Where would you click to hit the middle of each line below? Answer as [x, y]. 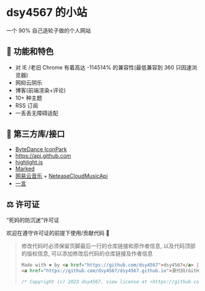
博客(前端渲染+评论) [40, 90]
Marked [25, 169]
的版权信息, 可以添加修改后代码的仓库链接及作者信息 [87, 254]
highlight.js [29, 162]
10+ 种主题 [29, 97]
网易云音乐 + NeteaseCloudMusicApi [61, 176]
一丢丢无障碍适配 [37, 113]
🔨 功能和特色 [30, 51]
